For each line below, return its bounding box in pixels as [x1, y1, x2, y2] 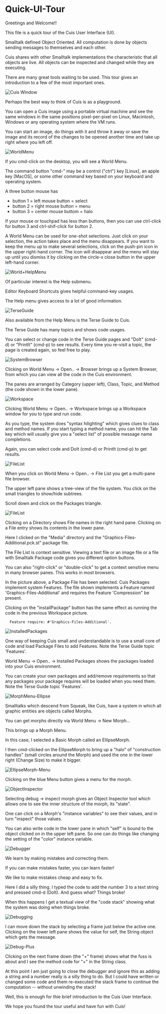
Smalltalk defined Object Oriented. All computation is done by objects [5, 39, 147, 45]
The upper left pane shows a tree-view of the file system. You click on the [5, 485, 156, 491]
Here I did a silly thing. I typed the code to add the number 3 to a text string [5, 884, 159, 890]
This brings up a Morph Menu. [5, 727, 67, 733]
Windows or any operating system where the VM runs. [5, 119, 116, 125]
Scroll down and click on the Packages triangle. [5, 500, 103, 506]
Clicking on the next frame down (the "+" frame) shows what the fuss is [5, 953, 152, 959]
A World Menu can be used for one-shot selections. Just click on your [5, 233, 149, 239]
